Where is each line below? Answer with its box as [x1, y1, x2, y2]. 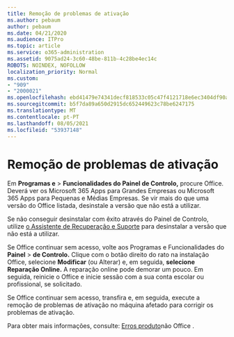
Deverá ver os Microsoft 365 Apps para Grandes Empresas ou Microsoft [7, 187, 214, 195]
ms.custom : [7, 74, 39, 82]
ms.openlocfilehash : [7, 94, 68, 101]
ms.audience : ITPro [7, 36, 64, 43]
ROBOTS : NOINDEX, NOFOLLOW [7, 62, 86, 69]
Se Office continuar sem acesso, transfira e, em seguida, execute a [7, 293, 201, 302]
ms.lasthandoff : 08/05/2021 [7, 120, 89, 127]
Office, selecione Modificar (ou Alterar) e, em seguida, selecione [7, 258, 195, 266]
